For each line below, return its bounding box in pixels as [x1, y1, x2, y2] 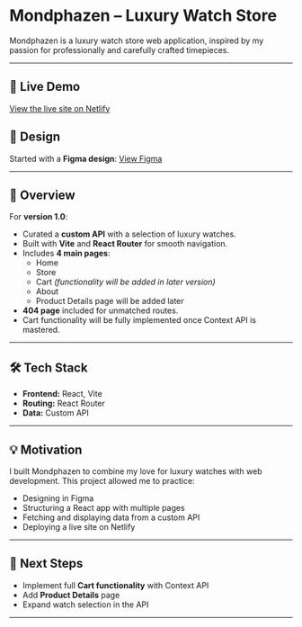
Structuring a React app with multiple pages [22, 503, 186, 513]
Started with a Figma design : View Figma [9, 153, 163, 164]
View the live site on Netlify [9, 103, 111, 113]
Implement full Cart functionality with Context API [22, 579, 209, 590]
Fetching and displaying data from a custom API [22, 512, 200, 523]
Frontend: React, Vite [22, 389, 103, 399]
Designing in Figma [22, 493, 94, 504]
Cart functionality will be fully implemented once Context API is [22, 315, 256, 326]
